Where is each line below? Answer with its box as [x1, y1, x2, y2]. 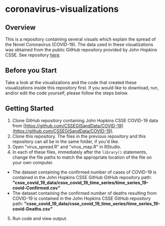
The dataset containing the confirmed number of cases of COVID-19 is [12, 169, 157, 175]
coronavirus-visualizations [5, 3, 119, 15]
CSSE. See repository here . [5, 52, 61, 58]
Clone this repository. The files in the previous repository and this [12, 133, 146, 139]
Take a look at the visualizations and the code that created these [5, 79, 137, 85]
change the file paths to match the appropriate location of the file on [12, 154, 152, 160]
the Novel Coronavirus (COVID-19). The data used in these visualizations [5, 42, 154, 47]
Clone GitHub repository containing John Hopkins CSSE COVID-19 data [12, 117, 159, 123]
